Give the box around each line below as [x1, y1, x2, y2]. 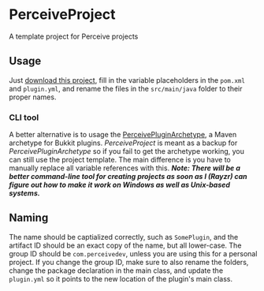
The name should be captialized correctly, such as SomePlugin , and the [9, 232, 239, 241]
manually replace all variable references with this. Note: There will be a [9, 163, 241, 173]
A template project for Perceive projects [9, 32, 139, 41]
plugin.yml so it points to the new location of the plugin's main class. [9, 274, 233, 283]
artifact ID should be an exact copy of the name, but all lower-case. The [9, 241, 242, 250]
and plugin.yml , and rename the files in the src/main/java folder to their [9, 84, 243, 93]
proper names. [9, 92, 57, 102]
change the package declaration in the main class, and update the [9, 266, 224, 275]
